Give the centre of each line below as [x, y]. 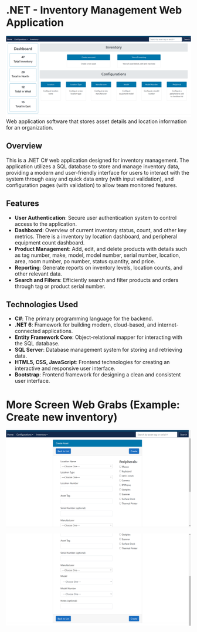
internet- [168, 325]
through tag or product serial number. [60, 286]
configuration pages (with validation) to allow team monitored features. [92, 185]
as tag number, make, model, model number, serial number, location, [97, 255]
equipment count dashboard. [50, 242]
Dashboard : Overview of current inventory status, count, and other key [100, 230]
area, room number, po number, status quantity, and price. [85, 261]
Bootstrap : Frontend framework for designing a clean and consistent [98, 375]
